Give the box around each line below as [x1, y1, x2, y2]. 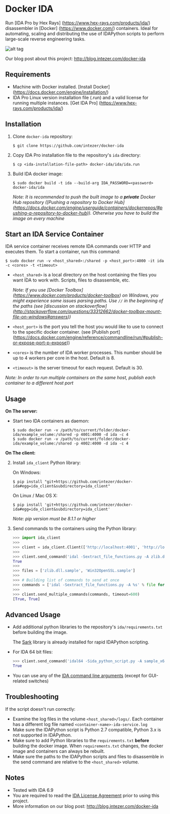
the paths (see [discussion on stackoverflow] [12, 303, 107, 309]
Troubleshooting [5, 693, 59, 701]
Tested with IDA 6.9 [12, 787, 54, 793]
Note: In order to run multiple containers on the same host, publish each [5, 375, 156, 381]
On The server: [5, 408, 38, 414]
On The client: [5, 450, 36, 456]
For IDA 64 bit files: [12, 649, 53, 655]
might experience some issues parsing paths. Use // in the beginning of [12, 298, 163, 304]
